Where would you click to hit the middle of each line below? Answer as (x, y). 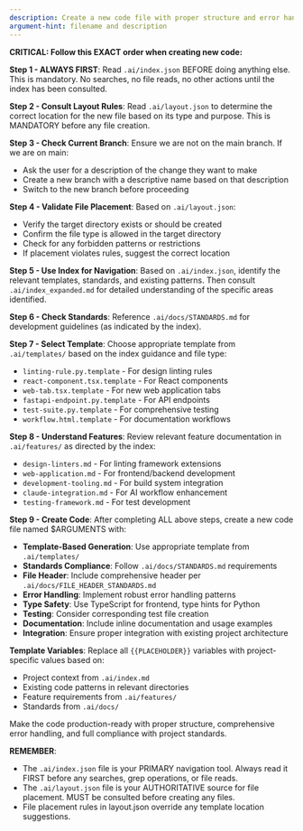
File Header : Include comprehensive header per (111, 575)
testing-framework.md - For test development (106, 501)
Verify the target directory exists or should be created (122, 224)
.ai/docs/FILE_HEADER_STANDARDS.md (89, 585)
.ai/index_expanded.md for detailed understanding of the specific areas (141, 289)
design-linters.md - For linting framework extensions (122, 463)
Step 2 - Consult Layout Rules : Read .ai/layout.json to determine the (141, 106)
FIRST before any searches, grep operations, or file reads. (130, 778)
